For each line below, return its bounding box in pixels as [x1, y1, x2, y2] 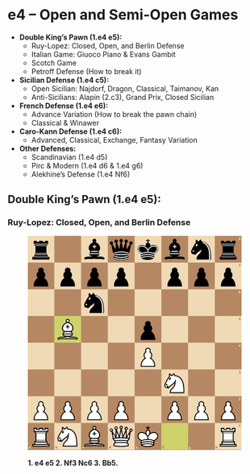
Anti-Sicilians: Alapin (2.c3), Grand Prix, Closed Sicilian [31, 92, 215, 102]
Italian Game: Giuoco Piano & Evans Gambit [31, 49, 177, 59]
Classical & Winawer [31, 118, 100, 127]
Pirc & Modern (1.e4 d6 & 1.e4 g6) [31, 160, 144, 170]
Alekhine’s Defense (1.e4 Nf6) [31, 169, 131, 179]
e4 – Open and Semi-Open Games [7, 6, 239, 24]
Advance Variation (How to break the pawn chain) [31, 109, 198, 118]
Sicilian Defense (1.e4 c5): [19, 75, 110, 85]
